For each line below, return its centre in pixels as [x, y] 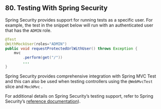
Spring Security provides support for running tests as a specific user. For [79, 20]
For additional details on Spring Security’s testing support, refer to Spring [79, 96]
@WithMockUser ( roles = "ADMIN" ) [36, 44]
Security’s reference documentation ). [43, 101]
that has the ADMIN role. [28, 30]
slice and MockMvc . [24, 86]
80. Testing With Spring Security [56, 8]
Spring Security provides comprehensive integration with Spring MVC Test [81, 76]
